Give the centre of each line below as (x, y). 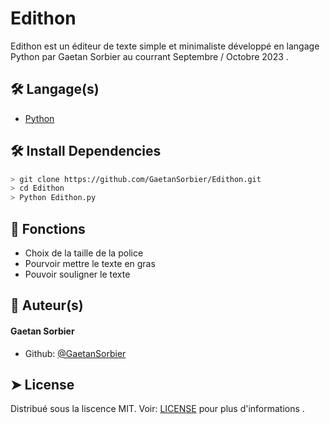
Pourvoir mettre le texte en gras (90, 263)
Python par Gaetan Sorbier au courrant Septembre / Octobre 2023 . (149, 56)
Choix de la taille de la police (84, 253)
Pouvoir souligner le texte (77, 274)
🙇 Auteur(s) (47, 305)
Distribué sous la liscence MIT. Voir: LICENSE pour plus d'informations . (157, 409)
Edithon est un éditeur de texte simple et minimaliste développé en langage (165, 46)
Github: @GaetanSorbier (75, 353)
